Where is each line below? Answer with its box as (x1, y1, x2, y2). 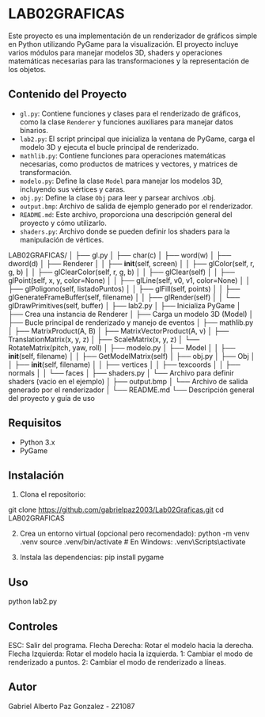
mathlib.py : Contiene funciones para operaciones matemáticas (19, 151, 226, 160)
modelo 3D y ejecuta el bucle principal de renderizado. (19, 142, 199, 151)
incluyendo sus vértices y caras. (19, 184, 126, 194)
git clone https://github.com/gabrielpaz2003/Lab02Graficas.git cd (8, 505, 224, 515)
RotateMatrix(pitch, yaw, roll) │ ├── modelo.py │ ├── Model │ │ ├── (8, 342, 236, 353)
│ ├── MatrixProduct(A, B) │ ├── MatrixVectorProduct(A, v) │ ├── (8, 326, 229, 335)
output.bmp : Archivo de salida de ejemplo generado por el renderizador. (19, 201, 253, 211)
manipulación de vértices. (19, 235, 104, 244)
